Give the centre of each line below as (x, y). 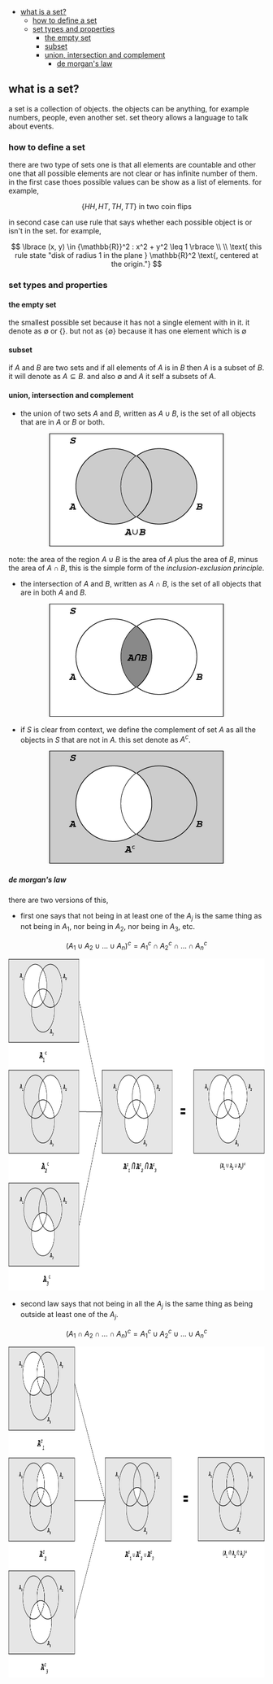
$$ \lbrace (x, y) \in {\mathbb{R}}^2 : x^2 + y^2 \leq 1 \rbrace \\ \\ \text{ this (136, 246)
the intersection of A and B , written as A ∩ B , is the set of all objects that (141, 583)
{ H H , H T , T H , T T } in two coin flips (136, 207)
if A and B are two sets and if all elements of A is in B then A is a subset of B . (136, 368)
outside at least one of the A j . (69, 1315)
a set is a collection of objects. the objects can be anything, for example (129, 108)
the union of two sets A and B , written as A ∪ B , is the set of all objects (138, 413)
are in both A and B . (53, 592)
